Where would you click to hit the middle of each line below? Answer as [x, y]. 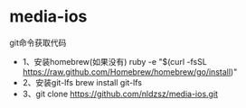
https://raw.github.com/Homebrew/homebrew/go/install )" [130, 72]
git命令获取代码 [38, 42]
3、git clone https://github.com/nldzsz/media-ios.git [120, 94]
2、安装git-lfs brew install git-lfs [82, 82]
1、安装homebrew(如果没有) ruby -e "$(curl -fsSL [115, 61]
